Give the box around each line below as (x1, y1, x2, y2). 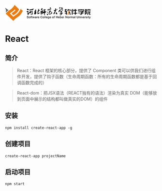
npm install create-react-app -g (5, 125, 73, 130)
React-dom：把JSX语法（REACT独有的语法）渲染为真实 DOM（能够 (16, 90, 153, 95)
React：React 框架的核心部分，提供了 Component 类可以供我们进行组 (16, 68, 156, 73)
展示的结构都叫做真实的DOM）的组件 (33, 96, 108, 102)
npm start (5, 182, 25, 187)
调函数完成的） (16, 80, 47, 85)
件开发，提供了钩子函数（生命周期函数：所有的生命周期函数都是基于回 (16, 74, 157, 80)
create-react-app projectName (5, 153, 66, 159)
